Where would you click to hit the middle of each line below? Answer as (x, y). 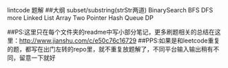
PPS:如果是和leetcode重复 (183, 41)
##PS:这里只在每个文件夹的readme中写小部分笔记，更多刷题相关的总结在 (111, 32)
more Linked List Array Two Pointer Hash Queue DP (80, 18)
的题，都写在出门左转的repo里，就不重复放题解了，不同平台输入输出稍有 (110, 49)
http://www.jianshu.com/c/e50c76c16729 (78, 41)
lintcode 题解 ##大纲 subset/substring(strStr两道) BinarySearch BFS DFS (110, 10)
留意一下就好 (37, 58)
